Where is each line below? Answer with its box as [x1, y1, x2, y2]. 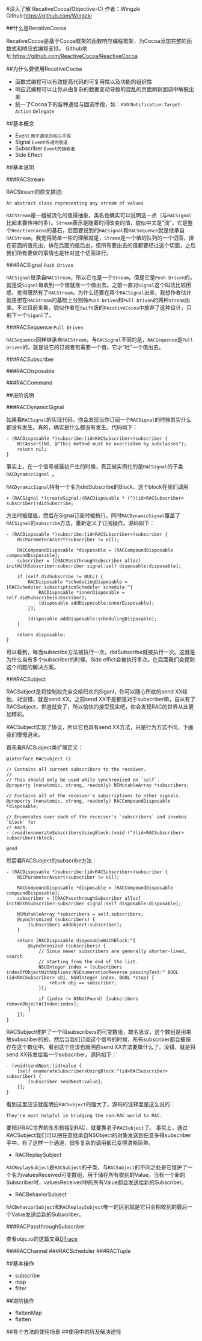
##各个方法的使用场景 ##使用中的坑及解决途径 [6, 1328, 121, 1335]
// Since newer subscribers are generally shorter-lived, [38, 948, 187, 954]
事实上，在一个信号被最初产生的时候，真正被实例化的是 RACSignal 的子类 [6, 463, 183, 470]
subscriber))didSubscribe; [6, 500, 74, 506]
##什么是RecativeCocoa [6, 25, 67, 31]
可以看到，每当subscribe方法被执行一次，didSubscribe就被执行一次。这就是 [6, 648, 195, 655]
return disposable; [17, 632, 66, 638]
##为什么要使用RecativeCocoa [6, 65, 82, 72]
